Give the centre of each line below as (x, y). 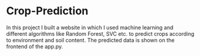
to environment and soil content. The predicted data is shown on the (90, 40)
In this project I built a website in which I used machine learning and (90, 27)
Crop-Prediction (47, 11)
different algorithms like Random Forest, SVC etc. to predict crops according (100, 33)
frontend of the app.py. (35, 46)
